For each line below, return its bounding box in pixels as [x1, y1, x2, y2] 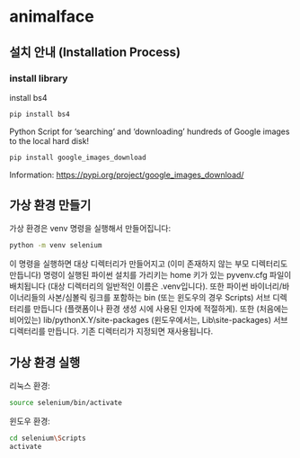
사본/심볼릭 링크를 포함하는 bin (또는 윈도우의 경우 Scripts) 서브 [48, 292, 271, 303]
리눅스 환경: [9, 381, 51, 391]
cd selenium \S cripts [9, 434, 87, 443]
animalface [9, 6, 94, 27]
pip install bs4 [9, 110, 70, 119]
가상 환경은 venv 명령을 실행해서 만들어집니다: [9, 223, 172, 234]
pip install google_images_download [9, 153, 146, 162]
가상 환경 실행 [9, 355, 81, 370]
